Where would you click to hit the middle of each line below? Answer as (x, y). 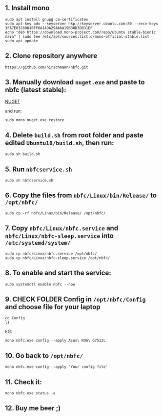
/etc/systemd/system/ (38, 243)
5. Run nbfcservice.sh (39, 169)
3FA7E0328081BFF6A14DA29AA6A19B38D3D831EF (49, 28)
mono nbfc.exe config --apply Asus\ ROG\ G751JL (55, 340)
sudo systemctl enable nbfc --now (40, 284)
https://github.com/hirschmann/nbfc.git (47, 67)
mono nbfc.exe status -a (30, 393)
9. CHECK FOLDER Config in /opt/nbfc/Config (75, 299)
